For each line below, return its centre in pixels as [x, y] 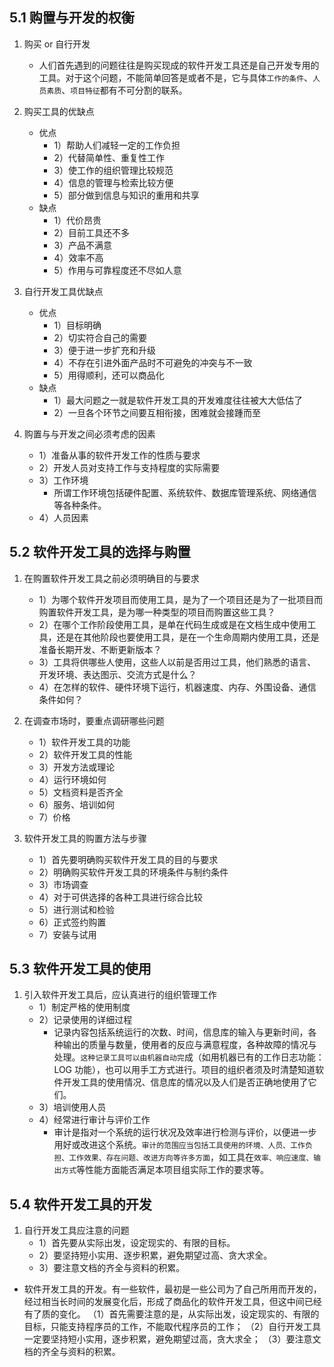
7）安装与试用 [67, 934]
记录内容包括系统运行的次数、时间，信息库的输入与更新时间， [181, 1032]
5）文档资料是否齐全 [81, 792]
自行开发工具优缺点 [63, 291]
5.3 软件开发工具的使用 [80, 969]
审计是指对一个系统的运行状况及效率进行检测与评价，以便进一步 [185, 1132]
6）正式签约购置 [72, 922]
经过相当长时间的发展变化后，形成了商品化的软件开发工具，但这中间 [164, 1302]
